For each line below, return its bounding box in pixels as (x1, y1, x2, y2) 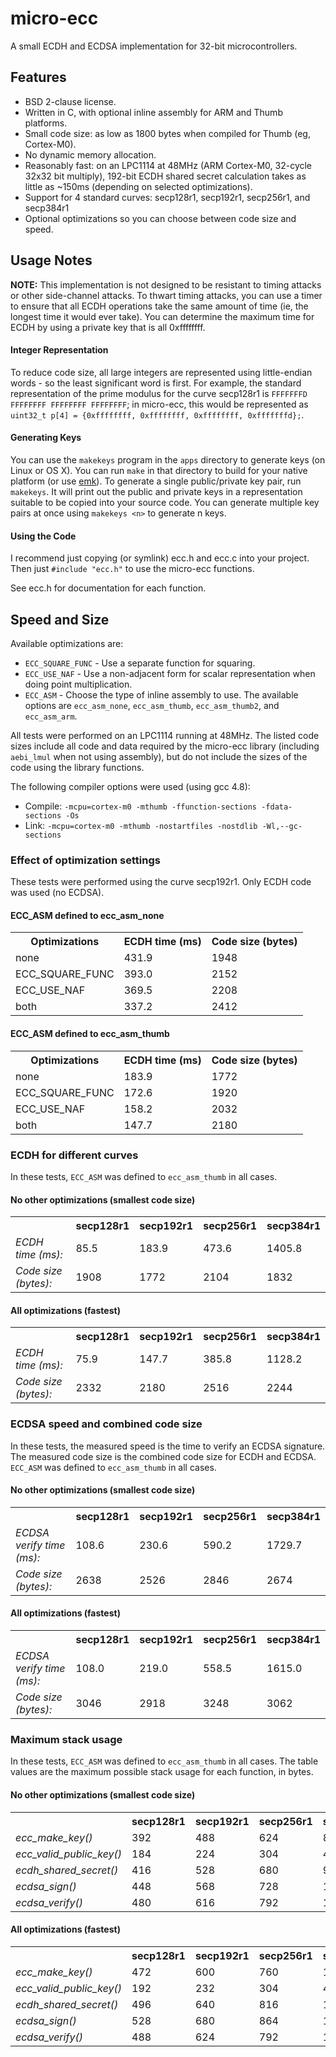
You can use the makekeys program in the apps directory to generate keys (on (10, 453, 326, 466)
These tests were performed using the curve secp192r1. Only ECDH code (10, 876, 312, 888)
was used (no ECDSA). (10, 887, 105, 899)
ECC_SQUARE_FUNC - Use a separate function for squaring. (24, 657, 256, 669)
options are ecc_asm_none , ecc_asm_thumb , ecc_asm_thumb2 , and (24, 699, 280, 711)
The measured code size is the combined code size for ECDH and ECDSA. (10, 1450, 317, 1462)
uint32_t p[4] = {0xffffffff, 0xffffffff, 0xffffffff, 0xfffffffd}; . (10, 408, 305, 421)
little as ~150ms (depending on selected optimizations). (24, 180, 253, 192)
